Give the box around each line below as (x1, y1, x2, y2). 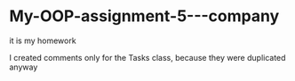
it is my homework (9, 35, 77, 46)
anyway (9, 62, 38, 72)
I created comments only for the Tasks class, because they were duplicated (9, 52, 286, 63)
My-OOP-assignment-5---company (9, 6, 280, 26)
